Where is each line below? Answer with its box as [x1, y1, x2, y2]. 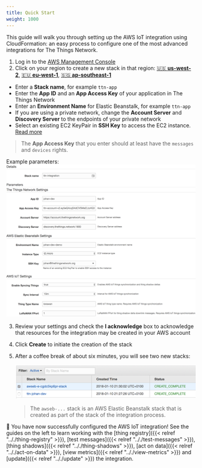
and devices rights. [20, 146, 69, 153]
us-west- [167, 64, 191, 72]
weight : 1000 [6, 16, 39, 22]
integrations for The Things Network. [6, 46, 98, 54]
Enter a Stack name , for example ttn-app [14, 83, 117, 90]
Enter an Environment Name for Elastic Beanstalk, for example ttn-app [14, 103, 191, 110]
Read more [14, 128, 43, 135]
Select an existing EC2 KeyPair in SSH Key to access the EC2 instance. [14, 121, 191, 129]
